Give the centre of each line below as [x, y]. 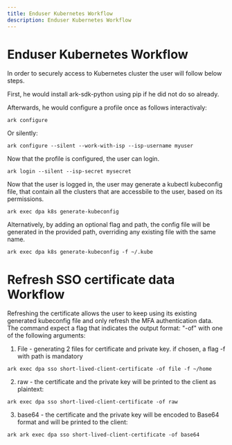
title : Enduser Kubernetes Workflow [60, 14]
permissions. [26, 199]
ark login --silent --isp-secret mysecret [69, 172]
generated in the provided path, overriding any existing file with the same [111, 232]
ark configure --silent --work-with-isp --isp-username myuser [100, 146]
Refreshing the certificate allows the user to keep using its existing [102, 313]
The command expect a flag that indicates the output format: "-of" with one [115, 328]
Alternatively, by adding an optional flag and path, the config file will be [109, 225]
